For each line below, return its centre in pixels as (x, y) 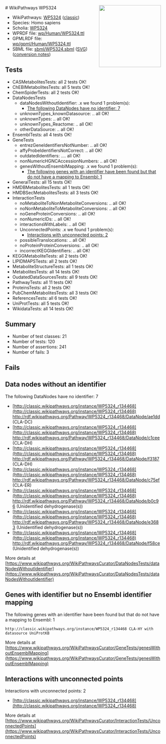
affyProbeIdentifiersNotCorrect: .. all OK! (61, 150)
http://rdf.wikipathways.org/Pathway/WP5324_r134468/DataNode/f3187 (86, 459)
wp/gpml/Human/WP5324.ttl (41, 44)
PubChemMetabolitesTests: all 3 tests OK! (55, 293)
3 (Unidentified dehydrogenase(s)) (47, 527)
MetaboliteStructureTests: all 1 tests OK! (53, 266)
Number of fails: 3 (31, 352)
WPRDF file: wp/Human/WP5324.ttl (48, 33)
